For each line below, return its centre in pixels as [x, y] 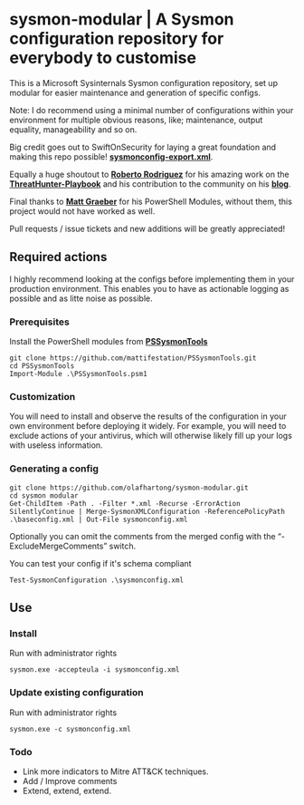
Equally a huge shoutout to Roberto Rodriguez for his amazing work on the [149, 174]
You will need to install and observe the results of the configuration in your [148, 416]
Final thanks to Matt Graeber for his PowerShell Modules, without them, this [151, 201]
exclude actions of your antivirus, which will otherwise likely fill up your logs [151, 436]
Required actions [58, 257]
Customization [43, 396]
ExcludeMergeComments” [58, 546]
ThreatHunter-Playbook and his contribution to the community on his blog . [150, 184]
